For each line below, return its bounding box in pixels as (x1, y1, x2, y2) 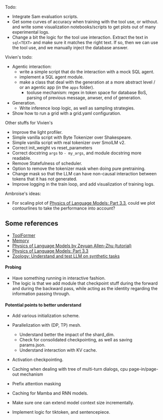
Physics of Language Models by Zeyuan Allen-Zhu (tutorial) (12, 243, 132, 249)
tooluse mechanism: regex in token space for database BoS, (26, 90, 147, 95)
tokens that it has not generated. (12, 176, 78, 182)
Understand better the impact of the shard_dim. (19, 332, 115, 337)
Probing (5, 264, 22, 270)
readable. (12, 155, 32, 161)
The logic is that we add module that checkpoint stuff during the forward (12, 280, 158, 286)
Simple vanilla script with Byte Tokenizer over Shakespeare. (12, 134, 132, 140)
